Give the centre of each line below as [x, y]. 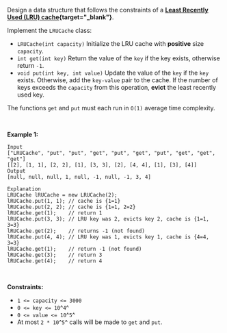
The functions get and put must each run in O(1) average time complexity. [111, 108]
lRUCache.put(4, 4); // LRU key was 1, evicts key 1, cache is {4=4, [108, 237]
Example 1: [23, 134]
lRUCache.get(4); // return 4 [55, 261]
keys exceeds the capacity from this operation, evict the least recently [117, 87]
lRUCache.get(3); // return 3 [55, 255]
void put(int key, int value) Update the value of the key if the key [113, 73]
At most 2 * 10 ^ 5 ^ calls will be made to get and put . [90, 322]
